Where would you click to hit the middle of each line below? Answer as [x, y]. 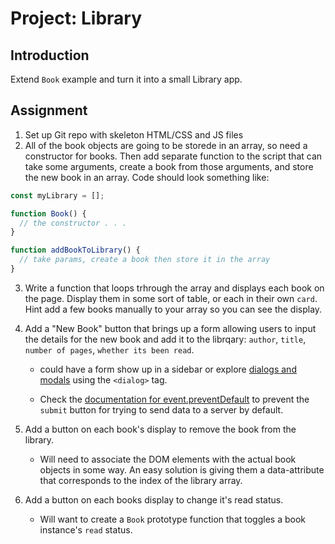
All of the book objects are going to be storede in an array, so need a [166, 145]
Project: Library [76, 18]
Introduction [50, 55]
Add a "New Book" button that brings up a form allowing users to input [170, 328]
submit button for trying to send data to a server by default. [161, 409]
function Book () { [48, 213]
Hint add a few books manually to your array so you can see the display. [173, 309]
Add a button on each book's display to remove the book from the [160, 429]
